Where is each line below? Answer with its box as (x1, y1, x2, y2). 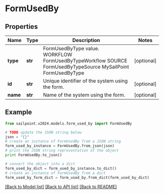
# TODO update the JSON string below (5, 130, 82, 135)
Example (5, 108, 32, 116)
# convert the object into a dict (5, 161, 76, 166)
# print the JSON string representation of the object (5, 148, 119, 153)
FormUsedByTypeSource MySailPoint (43, 64, 129, 70)
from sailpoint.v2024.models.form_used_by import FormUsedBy (5, 121, 132, 126)
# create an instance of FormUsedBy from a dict (5, 171, 106, 175)
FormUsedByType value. (43, 45, 100, 52)
